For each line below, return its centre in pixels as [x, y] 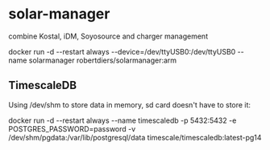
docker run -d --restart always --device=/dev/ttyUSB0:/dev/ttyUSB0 [122, 51]
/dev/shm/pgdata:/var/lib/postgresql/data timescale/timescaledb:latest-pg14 [135, 137]
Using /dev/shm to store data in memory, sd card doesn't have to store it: [130, 104]
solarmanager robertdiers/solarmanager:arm [103, 60]
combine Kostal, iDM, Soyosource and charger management [108, 36]
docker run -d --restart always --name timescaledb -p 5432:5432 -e [123, 120]
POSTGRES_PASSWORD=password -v [72, 128]
